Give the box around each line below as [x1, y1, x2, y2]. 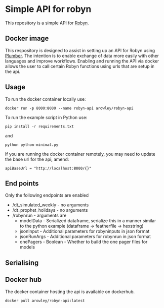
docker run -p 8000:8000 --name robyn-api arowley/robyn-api [5, 106, 134, 111]
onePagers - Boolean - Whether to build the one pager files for [19, 239, 148, 245]
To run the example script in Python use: [5, 114, 87, 120]
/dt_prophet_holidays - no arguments [12, 207, 88, 213]
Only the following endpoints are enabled [5, 192, 89, 198]
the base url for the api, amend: [5, 156, 69, 162]
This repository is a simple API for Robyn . [5, 20, 89, 26]
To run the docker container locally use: [5, 96, 86, 102]
